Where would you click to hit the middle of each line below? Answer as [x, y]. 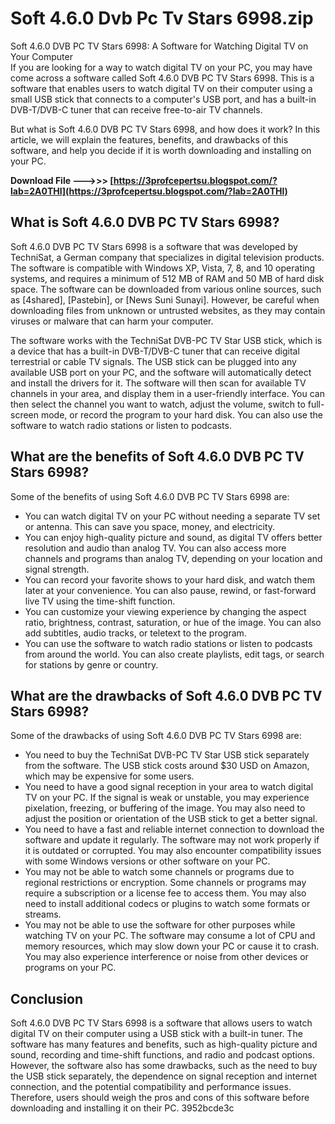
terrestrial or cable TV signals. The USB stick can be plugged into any [153, 361]
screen [25, 414]
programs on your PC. [70, 968]
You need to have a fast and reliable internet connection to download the [174, 829]
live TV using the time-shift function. [100, 601]
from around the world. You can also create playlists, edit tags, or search [174, 654]
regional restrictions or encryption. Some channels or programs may [165, 883]
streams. [43, 914]
